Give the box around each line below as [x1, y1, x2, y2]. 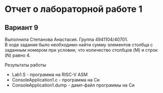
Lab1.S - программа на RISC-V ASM [11, 72, 88, 78]
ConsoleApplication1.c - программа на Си [11, 77, 100, 83]
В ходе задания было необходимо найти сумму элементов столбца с [4, 42, 153, 48]
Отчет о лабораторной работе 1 [4, 3, 143, 15]
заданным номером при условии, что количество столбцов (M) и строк [4, 47, 158, 53]
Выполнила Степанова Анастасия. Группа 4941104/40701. [4, 36, 128, 42]
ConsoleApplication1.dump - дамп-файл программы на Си [11, 82, 135, 88]
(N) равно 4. [4, 52, 31, 58]
